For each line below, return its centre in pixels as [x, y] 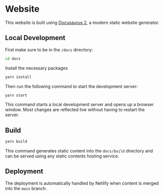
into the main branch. [26, 188]
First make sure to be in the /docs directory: [49, 49]
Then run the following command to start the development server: [71, 86]
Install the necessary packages [36, 68]
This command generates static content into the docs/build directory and [79, 151]
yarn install [18, 77]
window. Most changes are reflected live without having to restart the [75, 110]
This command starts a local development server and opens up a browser [80, 105]
